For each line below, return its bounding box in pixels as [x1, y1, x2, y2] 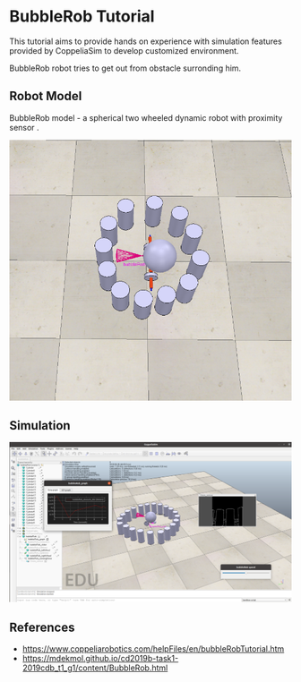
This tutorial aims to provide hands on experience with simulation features [9, 36, 282, 47]
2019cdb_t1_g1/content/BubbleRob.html [21, 662, 168, 673]
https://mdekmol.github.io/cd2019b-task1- [21, 653, 179, 664]
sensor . [9, 122, 39, 132]
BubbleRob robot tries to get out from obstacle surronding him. [9, 63, 242, 73]
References [9, 619, 75, 635]
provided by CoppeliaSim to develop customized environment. [9, 45, 239, 55]
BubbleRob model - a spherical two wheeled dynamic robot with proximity [9, 112, 283, 123]
